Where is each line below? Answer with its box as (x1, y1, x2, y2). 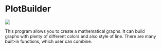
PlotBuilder (5, 3, 51, 14)
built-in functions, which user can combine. (5, 38, 92, 44)
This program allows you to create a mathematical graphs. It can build (5, 28, 145, 34)
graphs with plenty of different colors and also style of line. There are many (5, 33, 157, 39)
